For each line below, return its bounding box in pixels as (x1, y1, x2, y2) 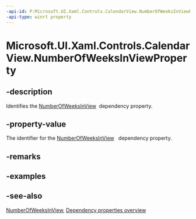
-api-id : (6, 8, 27, 15)
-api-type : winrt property (6, 14, 72, 20)
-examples (6, 171, 46, 181)
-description (6, 87, 52, 97)
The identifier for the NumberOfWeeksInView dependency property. (6, 135, 172, 142)
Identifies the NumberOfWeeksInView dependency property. (6, 103, 153, 110)
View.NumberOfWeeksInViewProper (6, 51, 187, 65)
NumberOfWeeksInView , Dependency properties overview (6, 206, 146, 213)
